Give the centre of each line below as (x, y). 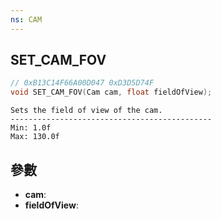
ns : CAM (26, 19)
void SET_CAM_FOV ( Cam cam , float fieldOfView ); (111, 92)
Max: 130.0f (35, 137)
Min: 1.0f (31, 128)
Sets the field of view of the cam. (86, 111)
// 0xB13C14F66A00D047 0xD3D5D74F (82, 83)
